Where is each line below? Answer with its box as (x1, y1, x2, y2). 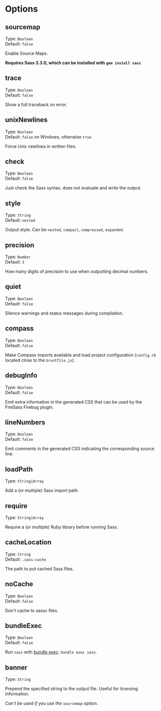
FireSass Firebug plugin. (5, 404, 54, 410)
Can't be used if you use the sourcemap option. (5, 700, 99, 706)
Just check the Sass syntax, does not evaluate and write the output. (5, 185, 141, 191)
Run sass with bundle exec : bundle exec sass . (5, 649, 97, 655)
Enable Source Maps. (5, 50, 48, 56)
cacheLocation (5, 538, 52, 547)
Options (5, 3, 38, 15)
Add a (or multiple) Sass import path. (5, 488, 79, 493)
